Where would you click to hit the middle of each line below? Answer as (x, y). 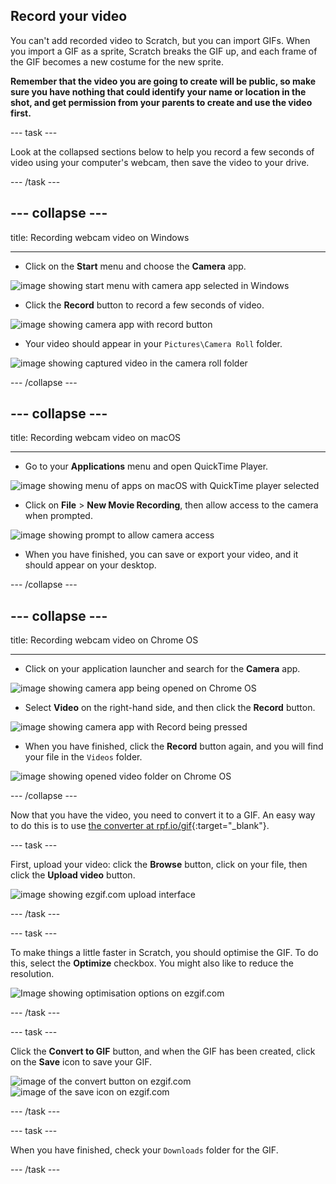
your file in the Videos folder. (83, 757)
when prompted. (58, 516)
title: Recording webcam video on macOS (96, 438)
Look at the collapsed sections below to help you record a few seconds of (162, 151)
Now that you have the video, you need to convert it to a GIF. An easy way (163, 815)
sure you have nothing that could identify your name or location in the (158, 91)
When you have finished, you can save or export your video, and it (161, 555)
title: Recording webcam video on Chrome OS (104, 640)
